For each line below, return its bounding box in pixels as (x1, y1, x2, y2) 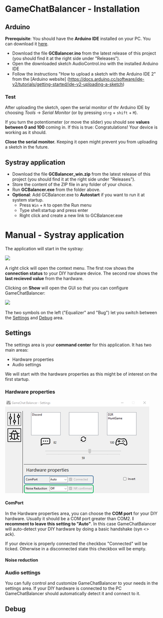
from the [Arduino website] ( (12, 76, 69, 82)
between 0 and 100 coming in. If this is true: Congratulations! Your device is (5, 124, 158, 130)
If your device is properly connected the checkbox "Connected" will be (5, 541, 147, 546)
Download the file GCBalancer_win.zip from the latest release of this (12, 171, 151, 177)
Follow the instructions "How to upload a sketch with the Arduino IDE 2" (12, 71, 156, 76)
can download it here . (5, 41, 49, 47)
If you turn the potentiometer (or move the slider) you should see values (5, 119, 150, 125)
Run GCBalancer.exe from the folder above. (12, 187, 101, 193)
